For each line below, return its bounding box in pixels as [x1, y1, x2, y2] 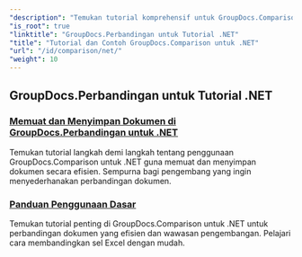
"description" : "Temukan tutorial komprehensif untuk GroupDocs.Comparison [9, 13, 299, 22]
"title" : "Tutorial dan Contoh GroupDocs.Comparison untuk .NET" [9, 38, 259, 48]
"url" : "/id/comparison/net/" [9, 47, 123, 56]
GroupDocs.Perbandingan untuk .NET [9, 127, 178, 139]
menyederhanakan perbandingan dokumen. [9, 175, 173, 186]
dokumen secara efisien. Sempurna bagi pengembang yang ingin [9, 165, 252, 176]
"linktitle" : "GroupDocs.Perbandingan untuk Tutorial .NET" [9, 30, 240, 39]
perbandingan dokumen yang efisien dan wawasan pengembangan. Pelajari [9, 227, 291, 238]
